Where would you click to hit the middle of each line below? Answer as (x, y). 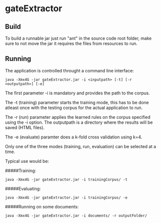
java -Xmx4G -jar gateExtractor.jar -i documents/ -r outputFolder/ (76, 216)
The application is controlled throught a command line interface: (70, 70)
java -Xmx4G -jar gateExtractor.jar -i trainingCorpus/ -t (66, 179)
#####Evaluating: (23, 188)
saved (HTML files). (25, 127)
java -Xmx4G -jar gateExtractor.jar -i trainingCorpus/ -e (66, 198)
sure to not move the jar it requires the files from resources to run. (71, 44)
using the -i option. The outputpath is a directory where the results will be (79, 122)
